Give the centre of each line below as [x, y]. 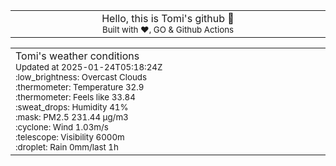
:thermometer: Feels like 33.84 [75, 97]
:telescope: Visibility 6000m [70, 137]
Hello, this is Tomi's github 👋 [168, 18]
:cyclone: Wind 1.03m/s [62, 127]
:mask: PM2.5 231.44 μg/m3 [72, 117]
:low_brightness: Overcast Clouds [81, 77]
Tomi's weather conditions [77, 56]
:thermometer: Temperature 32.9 [80, 87]
